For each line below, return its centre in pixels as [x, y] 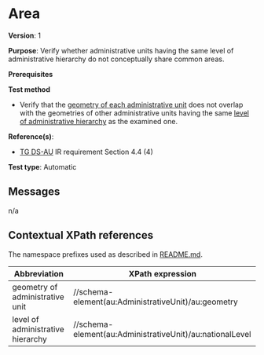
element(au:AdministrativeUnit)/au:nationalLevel [162, 334]
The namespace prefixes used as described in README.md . [105, 254]
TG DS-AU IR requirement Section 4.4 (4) [86, 152]
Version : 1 [25, 35]
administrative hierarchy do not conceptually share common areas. [116, 59]
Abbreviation [39, 273]
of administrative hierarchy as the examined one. [99, 121]
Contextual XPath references [81, 235]
